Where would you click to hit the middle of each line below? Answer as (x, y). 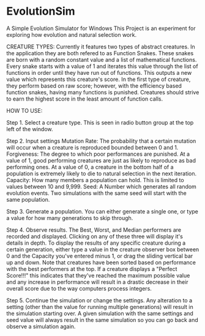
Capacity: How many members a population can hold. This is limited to (95, 180)
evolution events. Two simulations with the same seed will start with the (96, 193)
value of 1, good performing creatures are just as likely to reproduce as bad (101, 160)
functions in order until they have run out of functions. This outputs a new (99, 72)
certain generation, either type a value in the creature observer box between (103, 249)
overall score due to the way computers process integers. (79, 288)
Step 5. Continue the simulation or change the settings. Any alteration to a (99, 300)
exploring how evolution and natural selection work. (71, 34)
